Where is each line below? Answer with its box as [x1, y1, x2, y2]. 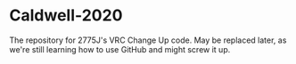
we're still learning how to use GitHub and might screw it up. [9, 44, 231, 54]
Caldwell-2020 [9, 5, 123, 26]
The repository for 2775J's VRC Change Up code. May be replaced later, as [9, 35, 287, 45]
